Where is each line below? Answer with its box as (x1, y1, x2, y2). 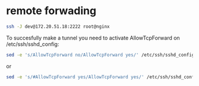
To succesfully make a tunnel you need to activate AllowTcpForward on (6, 34, 180, 41)
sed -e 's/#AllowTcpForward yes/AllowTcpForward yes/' (6, 74, 145, 80)
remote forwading (6, 4, 97, 18)
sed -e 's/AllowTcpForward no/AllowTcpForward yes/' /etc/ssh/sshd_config (6, 52, 195, 58)
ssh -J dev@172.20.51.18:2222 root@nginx (6, 24, 110, 29)
